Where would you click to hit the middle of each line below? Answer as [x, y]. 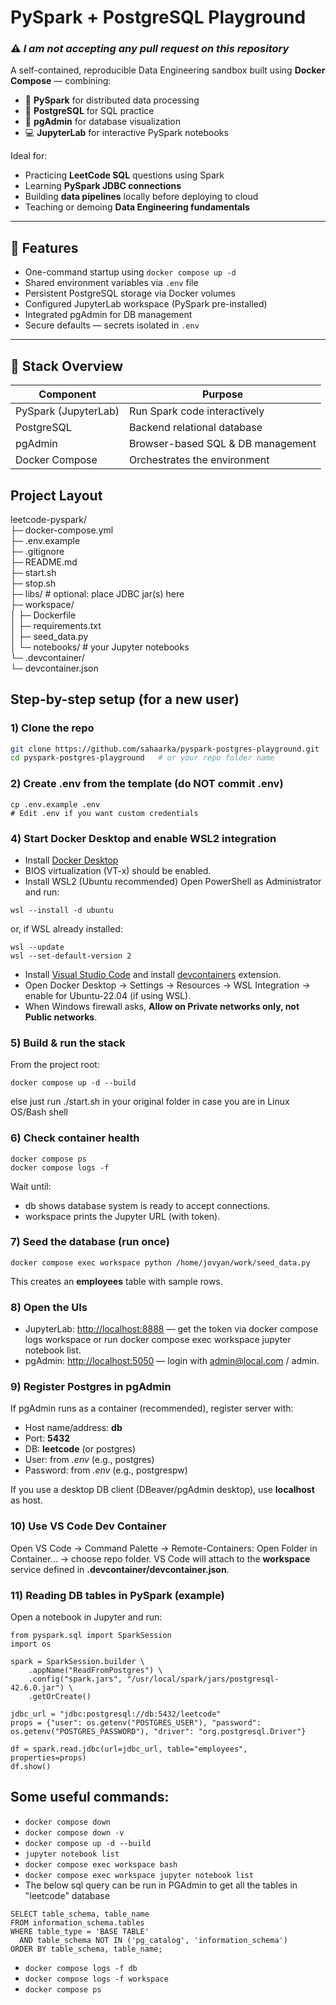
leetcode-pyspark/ [49, 519]
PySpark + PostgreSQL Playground [158, 17]
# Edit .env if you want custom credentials [104, 813]
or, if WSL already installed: [66, 928]
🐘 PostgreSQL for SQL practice [89, 111]
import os [31, 1644]
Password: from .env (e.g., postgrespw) [106, 1470]
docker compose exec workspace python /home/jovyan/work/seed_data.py [160, 1262]
